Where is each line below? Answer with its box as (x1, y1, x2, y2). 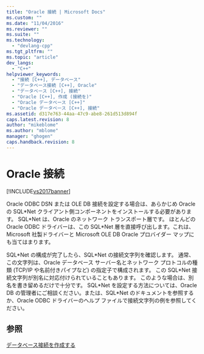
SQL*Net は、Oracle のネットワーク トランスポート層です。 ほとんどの (18, 215, 196, 223)
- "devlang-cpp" (12, 43, 53, 49)
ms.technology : (6, 37, 45, 43)
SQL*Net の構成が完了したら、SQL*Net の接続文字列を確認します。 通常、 (6, 251, 195, 259)
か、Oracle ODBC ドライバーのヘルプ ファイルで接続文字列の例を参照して (6, 296, 192, 304)
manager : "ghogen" (6, 133, 53, 140)
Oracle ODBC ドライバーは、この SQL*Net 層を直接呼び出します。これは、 (6, 223, 195, 230)
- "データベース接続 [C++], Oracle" (12, 83, 97, 89)
